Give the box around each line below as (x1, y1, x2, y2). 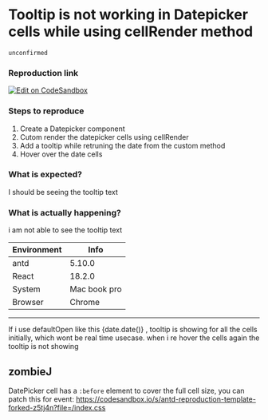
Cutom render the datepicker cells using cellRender (19, 132, 189, 141)
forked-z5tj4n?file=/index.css (8, 402, 106, 412)
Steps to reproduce (8, 105, 85, 117)
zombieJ (8, 365, 53, 378)
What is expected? (8, 169, 82, 180)
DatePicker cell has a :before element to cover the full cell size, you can (8, 386, 245, 395)
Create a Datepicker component (19, 124, 125, 133)
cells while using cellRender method (8, 22, 254, 41)
